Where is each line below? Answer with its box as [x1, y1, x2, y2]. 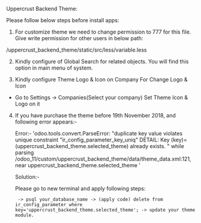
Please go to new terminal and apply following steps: [14, 185, 146, 192]
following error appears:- [14, 118, 77, 125]
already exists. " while [130, 143, 184, 149]
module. [14, 212, 34, 218]
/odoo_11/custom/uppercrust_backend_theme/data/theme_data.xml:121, [14, 155, 191, 162]
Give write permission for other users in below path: [14, 35, 143, 41]
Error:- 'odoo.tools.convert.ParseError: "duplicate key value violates [14, 130, 183, 137]
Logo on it [14, 100, 40, 107]
